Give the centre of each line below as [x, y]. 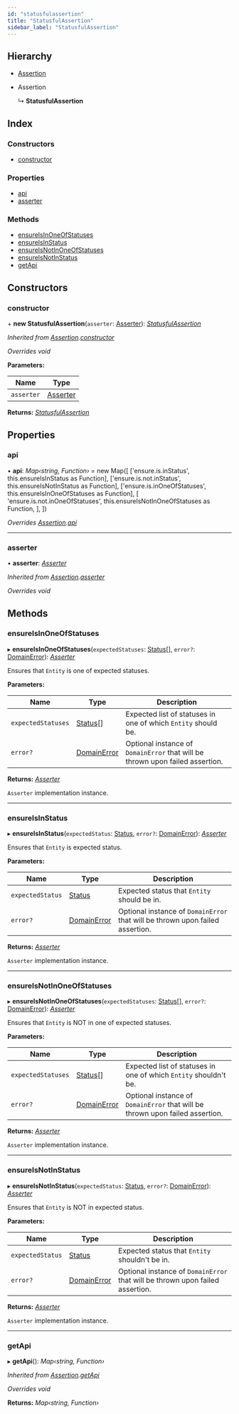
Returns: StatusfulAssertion [49, 413]
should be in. [140, 900]
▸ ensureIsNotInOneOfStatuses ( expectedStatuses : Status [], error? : [107, 1001]
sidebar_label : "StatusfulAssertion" [63, 27]
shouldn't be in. [144, 1259]
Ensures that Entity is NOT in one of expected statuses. [90, 1023]
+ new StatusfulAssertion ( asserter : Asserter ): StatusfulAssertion [104, 324]
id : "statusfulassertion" [46, 14]
